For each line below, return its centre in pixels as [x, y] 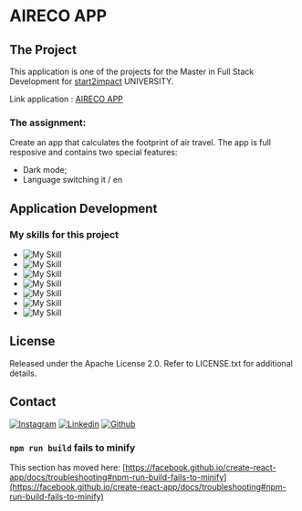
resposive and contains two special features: [94, 153]
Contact [33, 402]
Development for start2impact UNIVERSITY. [92, 81]
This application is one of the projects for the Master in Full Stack [132, 71]
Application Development [83, 208]
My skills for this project [64, 234]
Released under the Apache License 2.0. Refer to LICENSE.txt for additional [151, 363]
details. [23, 373]
